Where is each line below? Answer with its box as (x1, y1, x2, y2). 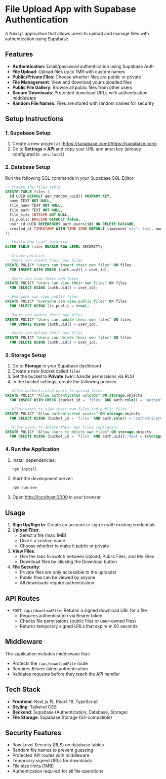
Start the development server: (12, 476, 74, 482)
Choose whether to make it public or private (19, 543, 110, 549)
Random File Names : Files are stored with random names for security (12, 100, 154, 106)
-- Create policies (5, 253, 45, 259)
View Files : (12, 548, 36, 554)
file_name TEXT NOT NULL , (9, 203, 63, 208)
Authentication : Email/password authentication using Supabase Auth (12, 63, 154, 69)
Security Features (5, 728, 62, 737)
